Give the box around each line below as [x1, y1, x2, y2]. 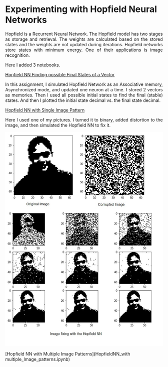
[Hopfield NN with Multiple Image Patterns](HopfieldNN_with [5, 350, 130, 357]
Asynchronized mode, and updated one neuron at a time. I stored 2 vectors [5, 86, 163, 92]
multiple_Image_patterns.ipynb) [5, 356, 70, 362]
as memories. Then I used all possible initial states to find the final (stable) [5, 92, 163, 98]
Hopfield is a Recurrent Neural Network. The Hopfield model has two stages [5, 31, 163, 37]
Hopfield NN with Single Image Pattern [5, 107, 85, 113]
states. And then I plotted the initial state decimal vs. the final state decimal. [5, 97, 161, 103]
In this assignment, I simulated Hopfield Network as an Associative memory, [5, 81, 163, 87]
